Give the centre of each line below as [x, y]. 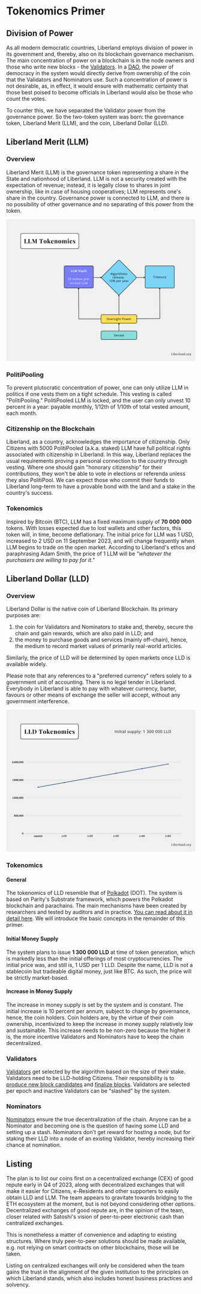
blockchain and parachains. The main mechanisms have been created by [97, 906]
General [16, 879]
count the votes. [26, 99]
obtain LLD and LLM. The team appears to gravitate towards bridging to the [99, 1198]
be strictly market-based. [37, 977]
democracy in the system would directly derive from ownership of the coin [98, 73]
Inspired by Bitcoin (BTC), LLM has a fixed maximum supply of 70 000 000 [99, 522]
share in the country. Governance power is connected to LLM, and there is [98, 198]
